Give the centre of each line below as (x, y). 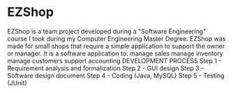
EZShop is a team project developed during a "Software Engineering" (107, 31)
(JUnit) (17, 83)
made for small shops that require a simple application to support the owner (116, 46)
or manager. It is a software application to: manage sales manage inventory (115, 53)
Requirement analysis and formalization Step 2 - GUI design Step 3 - (106, 68)
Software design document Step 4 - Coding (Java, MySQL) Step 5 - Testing (116, 75)
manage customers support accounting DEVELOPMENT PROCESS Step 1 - (114, 60)
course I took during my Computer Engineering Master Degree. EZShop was (116, 38)
